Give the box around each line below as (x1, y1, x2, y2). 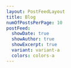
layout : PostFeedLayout (6, 8, 66, 15)
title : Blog (6, 14, 36, 20)
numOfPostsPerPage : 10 (6, 20, 63, 25)
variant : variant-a (11, 47, 60, 53)
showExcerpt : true (11, 42, 58, 48)
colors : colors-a (11, 53, 55, 59)
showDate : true (11, 31, 50, 37)
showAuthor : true (11, 36, 55, 42)
